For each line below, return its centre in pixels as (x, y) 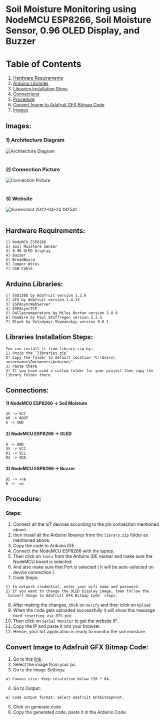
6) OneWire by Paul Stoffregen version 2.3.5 (54, 318)
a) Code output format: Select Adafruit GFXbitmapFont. (65, 698)
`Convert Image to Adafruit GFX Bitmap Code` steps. (62, 596)
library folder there (28, 375)
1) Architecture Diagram (35, 140)
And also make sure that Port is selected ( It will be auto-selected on (83, 567)
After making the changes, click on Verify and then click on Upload (82, 605)
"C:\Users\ (104, 357)
